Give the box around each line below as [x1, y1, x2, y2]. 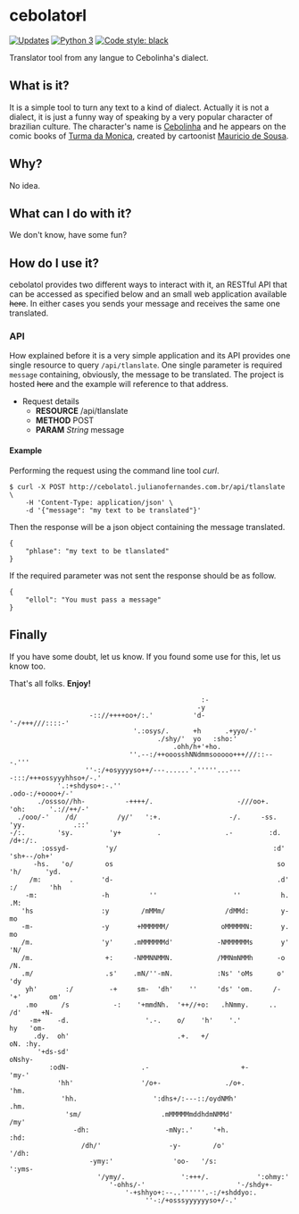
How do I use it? [9, 256, 100, 271]
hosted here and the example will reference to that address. [9, 379, 229, 390]
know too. [9, 661, 46, 671]
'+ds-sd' [37, 1047, 70, 1056]
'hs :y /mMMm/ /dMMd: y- [21, 906, 290, 915]
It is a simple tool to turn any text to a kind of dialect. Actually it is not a [9, 102, 270, 113]
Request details [21, 396, 80, 407]
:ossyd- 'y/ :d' [41, 844, 286, 853]
